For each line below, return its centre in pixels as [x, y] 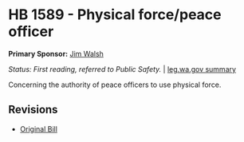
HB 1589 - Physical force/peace [115, 15]
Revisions [33, 110]
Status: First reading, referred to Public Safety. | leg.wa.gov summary [122, 69]
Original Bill [39, 128]
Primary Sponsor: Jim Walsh [56, 53]
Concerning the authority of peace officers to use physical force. [115, 85]
